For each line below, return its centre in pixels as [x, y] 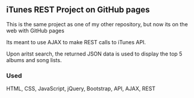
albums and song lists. [34, 60]
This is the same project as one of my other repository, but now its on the [97, 24]
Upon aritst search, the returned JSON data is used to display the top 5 [94, 54]
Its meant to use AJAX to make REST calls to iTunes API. [76, 42]
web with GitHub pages [35, 30]
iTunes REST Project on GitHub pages [78, 10]
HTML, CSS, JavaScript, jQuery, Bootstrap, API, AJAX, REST [81, 88]
